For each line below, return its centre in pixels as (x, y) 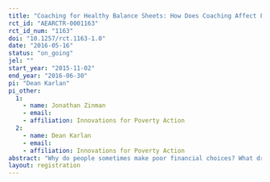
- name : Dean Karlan (57, 135)
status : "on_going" (41, 53)
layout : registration (45, 166)
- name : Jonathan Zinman (64, 105)
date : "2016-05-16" (41, 46)
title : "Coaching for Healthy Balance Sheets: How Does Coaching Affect (133, 16)
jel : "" (21, 61)
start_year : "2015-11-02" (51, 68)
